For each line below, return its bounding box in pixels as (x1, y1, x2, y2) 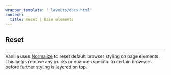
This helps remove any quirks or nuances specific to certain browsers (5, 59, 152, 65)
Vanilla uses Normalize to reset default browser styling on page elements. (5, 53, 160, 59)
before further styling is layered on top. (5, 64, 88, 70)
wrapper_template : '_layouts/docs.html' (5, 7, 93, 13)
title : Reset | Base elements (10, 17, 74, 22)
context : (5, 12, 24, 17)
